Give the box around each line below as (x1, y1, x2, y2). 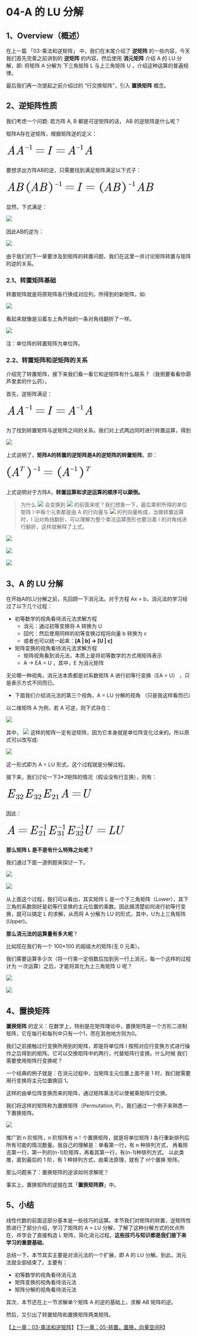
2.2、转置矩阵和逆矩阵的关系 (6, 356, 88, 364)
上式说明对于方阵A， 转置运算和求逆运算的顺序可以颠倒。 (6, 489, 144, 496)
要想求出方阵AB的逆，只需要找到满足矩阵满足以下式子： (6, 166, 142, 174)
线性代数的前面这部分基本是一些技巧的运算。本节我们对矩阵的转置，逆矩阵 (6, 1216, 186, 1224)
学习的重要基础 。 (6, 1239, 47, 1246)
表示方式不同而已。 (11, 679, 57, 687)
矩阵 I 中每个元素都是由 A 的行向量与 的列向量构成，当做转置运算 (20, 509, 184, 516)
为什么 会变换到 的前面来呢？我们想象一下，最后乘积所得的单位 (20, 501, 188, 508)
